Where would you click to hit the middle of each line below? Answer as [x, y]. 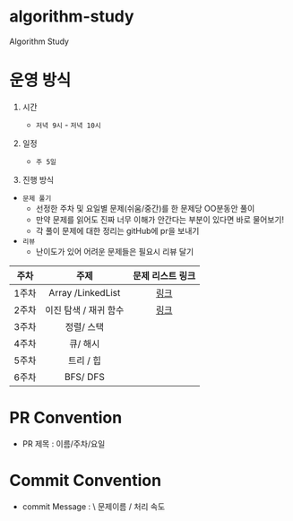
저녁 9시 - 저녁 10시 [68, 125]
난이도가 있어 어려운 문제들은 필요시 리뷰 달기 [115, 251]
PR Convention [66, 418]
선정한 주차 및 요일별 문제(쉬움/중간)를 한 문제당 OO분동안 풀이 [145, 208]
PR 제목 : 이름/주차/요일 [64, 443]
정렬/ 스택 [85, 326]
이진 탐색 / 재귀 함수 [84, 309]
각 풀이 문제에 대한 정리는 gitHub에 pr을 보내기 [117, 230]
